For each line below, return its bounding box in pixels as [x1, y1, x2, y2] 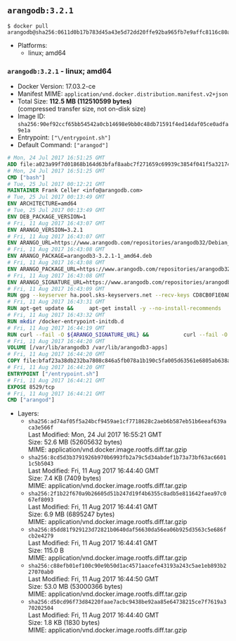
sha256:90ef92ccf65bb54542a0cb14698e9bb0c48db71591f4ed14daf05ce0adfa [17, 121, 229, 128]
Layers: [17, 409, 39, 418]
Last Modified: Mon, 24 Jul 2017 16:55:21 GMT [27, 430, 163, 439]
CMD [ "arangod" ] [7, 397, 55, 404]
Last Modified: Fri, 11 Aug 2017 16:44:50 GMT [27, 575, 159, 583]
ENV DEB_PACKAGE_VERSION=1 [7, 213, 86, 220]
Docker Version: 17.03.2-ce [17, 82, 96, 91]
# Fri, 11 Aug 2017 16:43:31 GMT [7, 299, 105, 306]
